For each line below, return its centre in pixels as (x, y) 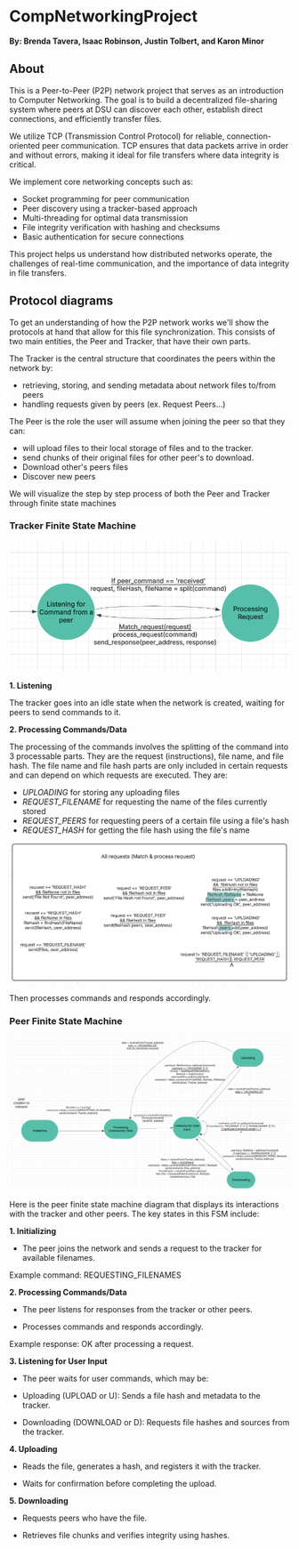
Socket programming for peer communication (105, 198)
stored (34, 811)
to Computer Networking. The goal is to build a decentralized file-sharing (143, 100)
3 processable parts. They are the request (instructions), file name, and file (147, 756)
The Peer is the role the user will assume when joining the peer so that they (147, 421)
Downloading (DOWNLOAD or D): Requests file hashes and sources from (156, 1422)
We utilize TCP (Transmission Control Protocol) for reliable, (117, 136)
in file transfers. (38, 272)
